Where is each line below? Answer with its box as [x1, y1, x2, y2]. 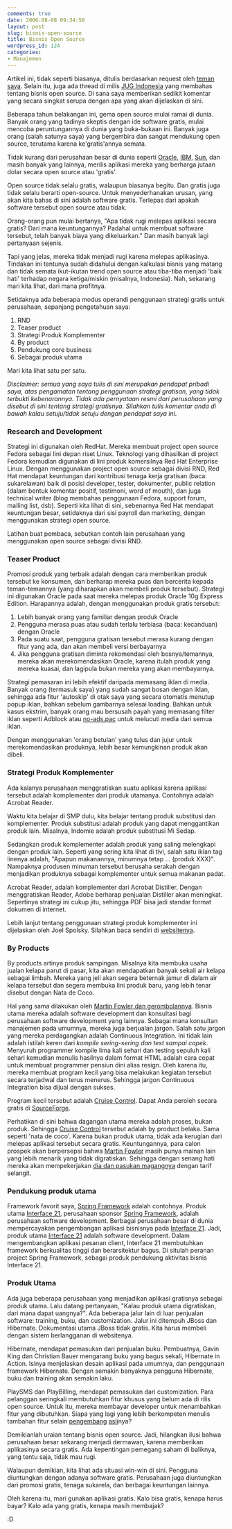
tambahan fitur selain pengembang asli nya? [7, 1417, 132, 1425]
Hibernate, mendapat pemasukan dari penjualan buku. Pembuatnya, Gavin [7, 1344, 220, 1353]
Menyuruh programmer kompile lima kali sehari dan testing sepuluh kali [7, 1046, 211, 1054]
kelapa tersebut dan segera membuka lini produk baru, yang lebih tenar [7, 981, 211, 989]
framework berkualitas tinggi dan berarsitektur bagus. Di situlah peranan [7, 1247, 215, 1255]
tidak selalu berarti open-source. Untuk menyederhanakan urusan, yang [7, 188, 213, 196]
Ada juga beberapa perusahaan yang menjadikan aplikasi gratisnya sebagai [7, 1294, 223, 1302]
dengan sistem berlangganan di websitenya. [7, 1331, 134, 1340]
